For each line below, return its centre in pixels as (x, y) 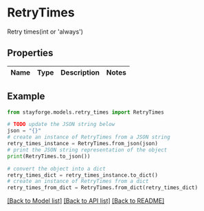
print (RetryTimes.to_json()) (49, 156)
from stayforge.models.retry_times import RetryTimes (86, 112)
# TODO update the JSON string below (61, 125)
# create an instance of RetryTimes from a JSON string (89, 137)
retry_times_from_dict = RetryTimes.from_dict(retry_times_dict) (102, 188)
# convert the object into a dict (57, 169)
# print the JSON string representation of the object (87, 150)
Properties (30, 53)
